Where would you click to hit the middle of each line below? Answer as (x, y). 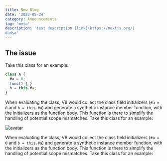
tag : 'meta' (17, 24)
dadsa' (12, 33)
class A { (15, 74)
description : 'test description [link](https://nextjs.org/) (70, 28)
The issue (21, 53)
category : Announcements (31, 19)
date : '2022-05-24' (25, 14)
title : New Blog (22, 10)
